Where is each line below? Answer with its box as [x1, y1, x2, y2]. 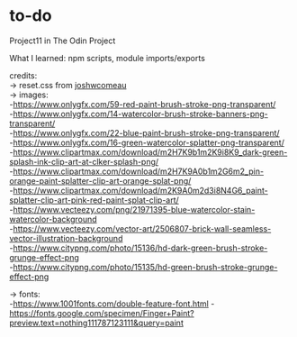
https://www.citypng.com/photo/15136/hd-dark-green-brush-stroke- [13, 242, 268, 253]
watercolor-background [9, 214, 97, 224]
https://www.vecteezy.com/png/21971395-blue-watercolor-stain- [13, 204, 256, 214]
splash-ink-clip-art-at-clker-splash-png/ [9, 156, 159, 167]
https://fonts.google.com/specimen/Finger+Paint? [9, 307, 195, 318]
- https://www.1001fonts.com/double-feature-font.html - [9, 298, 215, 309]
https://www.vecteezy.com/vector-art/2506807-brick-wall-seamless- [13, 223, 272, 234]
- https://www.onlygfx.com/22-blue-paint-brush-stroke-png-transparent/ [9, 127, 281, 138]
